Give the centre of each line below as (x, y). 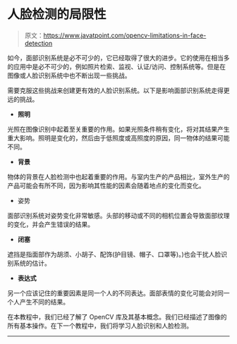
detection (38, 43)
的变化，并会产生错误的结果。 (50, 224)
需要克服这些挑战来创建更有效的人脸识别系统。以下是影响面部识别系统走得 (115, 90)
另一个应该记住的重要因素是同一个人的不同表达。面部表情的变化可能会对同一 (119, 293)
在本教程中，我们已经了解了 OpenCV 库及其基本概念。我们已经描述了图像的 (117, 317)
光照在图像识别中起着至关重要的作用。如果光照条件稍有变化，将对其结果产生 (119, 129)
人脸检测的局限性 (57, 14)
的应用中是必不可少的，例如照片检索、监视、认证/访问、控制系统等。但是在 (117, 66)
